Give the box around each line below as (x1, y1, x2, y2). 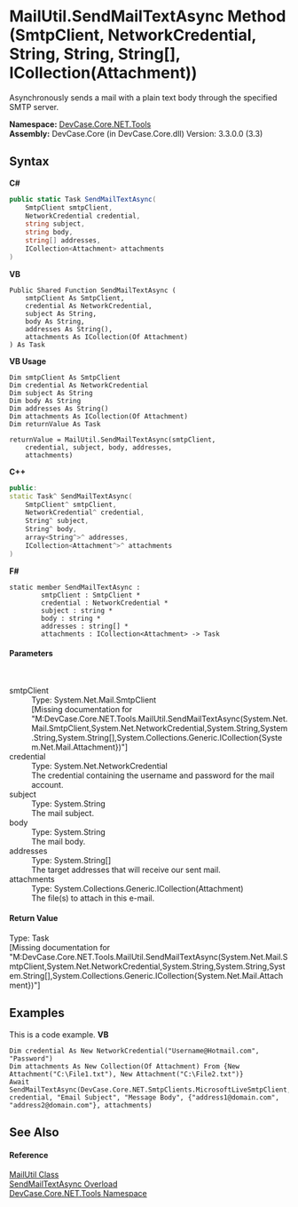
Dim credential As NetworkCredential (9, 380, 149, 390)
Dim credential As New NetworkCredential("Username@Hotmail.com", (9, 1046, 260, 1055)
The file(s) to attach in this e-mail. (31, 893, 155, 903)
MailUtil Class (9, 1170, 59, 1180)
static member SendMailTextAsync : (9, 583, 141, 592)
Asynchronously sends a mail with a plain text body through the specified (9, 91, 278, 103)
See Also (9, 1125, 59, 1140)
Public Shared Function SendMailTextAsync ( (9, 286, 176, 295)
